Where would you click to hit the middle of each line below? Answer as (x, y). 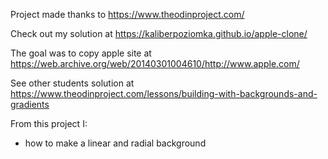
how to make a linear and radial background (115, 143)
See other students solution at (72, 83)
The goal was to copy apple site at (81, 53)
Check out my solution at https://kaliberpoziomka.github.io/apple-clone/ (159, 33)
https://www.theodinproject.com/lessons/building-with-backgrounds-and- (164, 93)
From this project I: (49, 123)
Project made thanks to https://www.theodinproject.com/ (127, 14)
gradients (30, 104)
